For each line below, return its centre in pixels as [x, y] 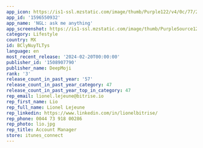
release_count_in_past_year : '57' [50, 79]
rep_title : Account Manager [42, 130]
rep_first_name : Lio [32, 101]
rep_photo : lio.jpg [31, 124]
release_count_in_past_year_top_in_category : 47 [69, 91]
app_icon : [19, 12]
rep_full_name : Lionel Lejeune [46, 107]
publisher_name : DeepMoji [39, 68]
